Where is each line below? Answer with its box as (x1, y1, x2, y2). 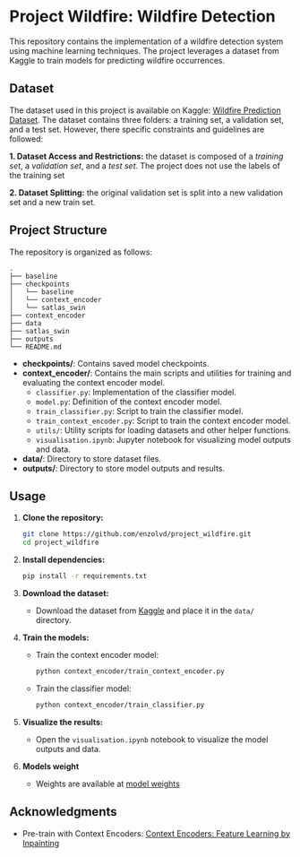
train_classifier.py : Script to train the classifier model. (35, 405, 244, 416)
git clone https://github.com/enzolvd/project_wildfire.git (21, 530, 252, 539)
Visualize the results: (21, 716, 104, 727)
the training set (9, 169, 65, 180)
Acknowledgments (9, 804, 118, 819)
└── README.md (9, 342, 63, 351)
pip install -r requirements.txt (21, 572, 148, 581)
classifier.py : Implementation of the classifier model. (35, 386, 237, 397)
